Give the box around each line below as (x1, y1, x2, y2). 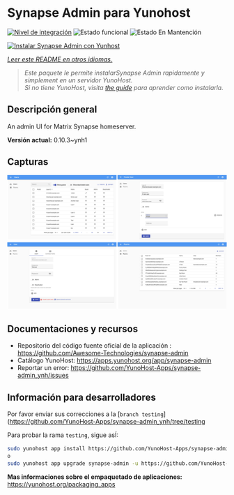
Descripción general (7, 103, 97, 116)
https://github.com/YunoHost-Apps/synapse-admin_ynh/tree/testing (9, 418, 205, 426)
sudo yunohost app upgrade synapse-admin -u (7, 460, 139, 467)
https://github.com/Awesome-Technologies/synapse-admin (17, 349, 189, 357)
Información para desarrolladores (7, 391, 157, 403)
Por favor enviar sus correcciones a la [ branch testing (7, 410, 164, 418)
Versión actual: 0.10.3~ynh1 (7, 135, 88, 144)
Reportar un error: (17, 364, 70, 372)
